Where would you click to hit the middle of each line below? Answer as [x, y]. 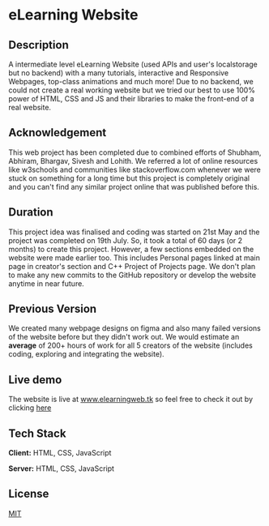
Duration [31, 212]
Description [38, 45]
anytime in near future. [47, 283]
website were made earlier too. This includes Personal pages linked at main [134, 258]
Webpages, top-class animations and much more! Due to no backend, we [131, 81]
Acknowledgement [58, 133]
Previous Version [53, 309]
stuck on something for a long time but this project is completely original [129, 178]
